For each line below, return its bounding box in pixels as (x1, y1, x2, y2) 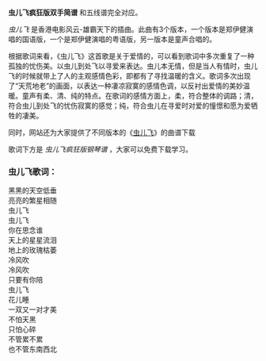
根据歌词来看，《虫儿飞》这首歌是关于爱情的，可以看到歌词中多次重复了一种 (8, 52, 255, 60)
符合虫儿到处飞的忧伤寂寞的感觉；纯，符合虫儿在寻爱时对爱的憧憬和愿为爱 (8, 101, 251, 110)
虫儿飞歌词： (8, 166, 58, 177)
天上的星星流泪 (8, 236, 57, 245)
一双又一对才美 (8, 305, 57, 314)
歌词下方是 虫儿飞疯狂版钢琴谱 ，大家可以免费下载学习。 (8, 144, 192, 154)
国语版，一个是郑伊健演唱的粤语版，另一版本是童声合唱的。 (21, 35, 216, 44)
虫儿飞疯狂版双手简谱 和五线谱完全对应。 (8, 8, 142, 17)
